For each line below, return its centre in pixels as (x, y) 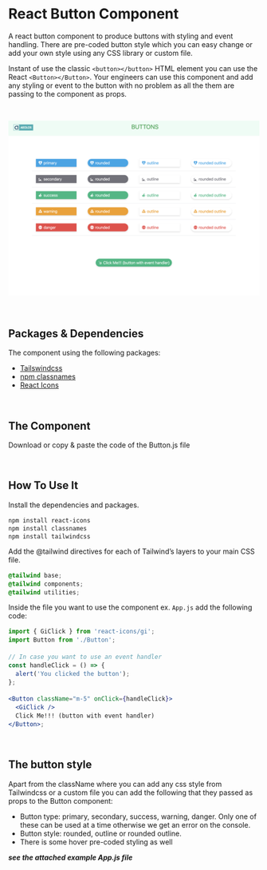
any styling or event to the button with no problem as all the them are (122, 85)
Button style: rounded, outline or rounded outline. (100, 833)
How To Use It (43, 485)
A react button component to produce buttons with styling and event (121, 36)
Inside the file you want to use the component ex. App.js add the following (130, 607)
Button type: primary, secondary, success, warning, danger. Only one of (138, 816)
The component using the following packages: (84, 353)
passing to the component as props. (68, 93)
